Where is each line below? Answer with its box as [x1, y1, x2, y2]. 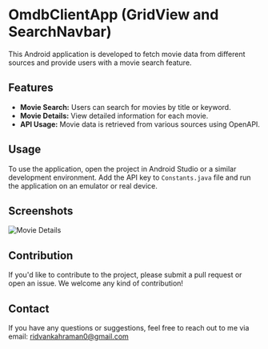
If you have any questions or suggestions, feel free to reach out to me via [8, 323, 250, 332]
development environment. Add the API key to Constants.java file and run [8, 172, 251, 182]
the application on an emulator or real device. [8, 181, 158, 190]
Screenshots [8, 204, 74, 217]
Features [8, 81, 54, 95]
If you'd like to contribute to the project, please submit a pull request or [8, 270, 242, 280]
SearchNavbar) [8, 22, 112, 41]
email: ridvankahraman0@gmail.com [8, 331, 130, 341]
